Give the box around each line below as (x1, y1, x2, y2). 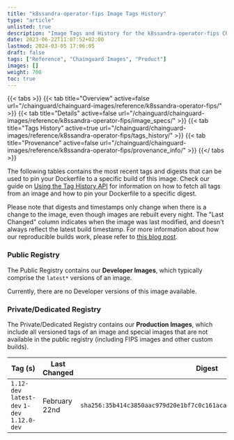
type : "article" (7, 17, 54, 24)
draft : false (7, 50, 45, 57)
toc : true (7, 75, 36, 82)
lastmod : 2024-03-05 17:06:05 (7, 43, 95, 50)
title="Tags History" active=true (7, 124, 99, 133)
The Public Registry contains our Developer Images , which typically (7, 266, 203, 274)
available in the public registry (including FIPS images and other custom (7, 335, 213, 343)
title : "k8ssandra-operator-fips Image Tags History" (7, 10, 167, 17)
